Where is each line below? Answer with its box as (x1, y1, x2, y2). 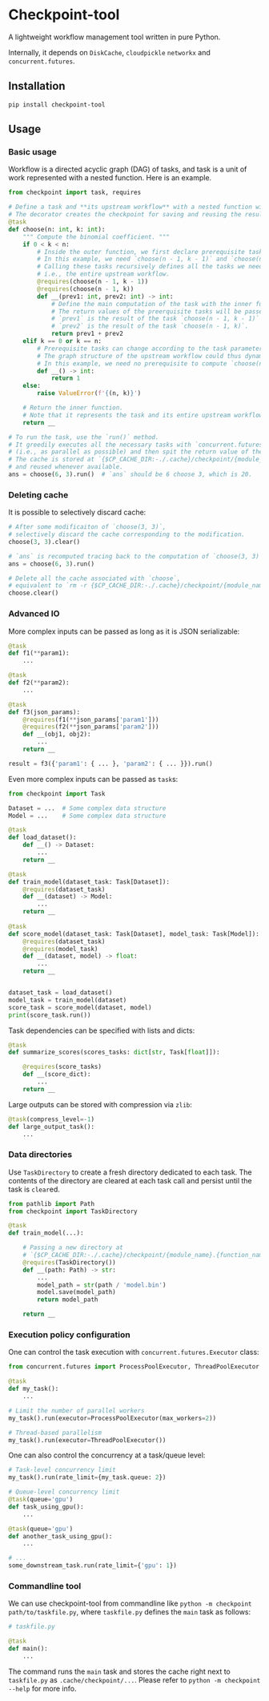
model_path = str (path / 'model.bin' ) (37, 1280, 167, 1289)
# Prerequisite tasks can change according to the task (37, 345, 227, 353)
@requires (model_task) (22, 945, 98, 953)
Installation (8, 79, 66, 93)
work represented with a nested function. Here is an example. (8, 173, 212, 183)
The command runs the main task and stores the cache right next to (8, 1667, 231, 1676)
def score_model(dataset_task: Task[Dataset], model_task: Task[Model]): (8, 929, 260, 938)
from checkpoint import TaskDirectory (8, 1207, 138, 1215)
